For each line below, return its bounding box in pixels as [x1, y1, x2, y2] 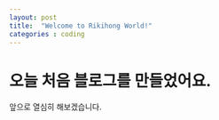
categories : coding [9, 29, 86, 38]
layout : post [9, 12, 58, 22]
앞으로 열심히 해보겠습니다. [9, 101, 102, 112]
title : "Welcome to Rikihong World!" [9, 21, 153, 30]
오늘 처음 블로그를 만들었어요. [9, 70, 212, 91]
